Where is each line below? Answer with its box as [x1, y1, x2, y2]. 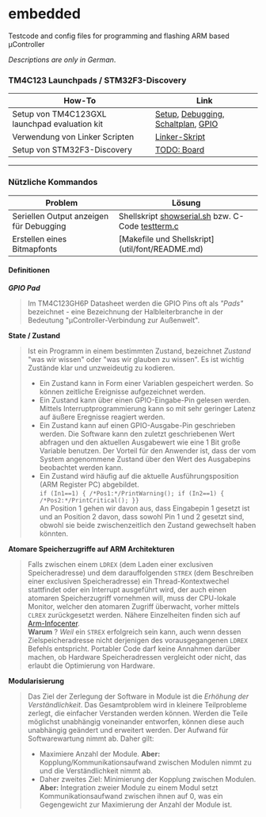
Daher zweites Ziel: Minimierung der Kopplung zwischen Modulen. [39, 774, 256, 784]
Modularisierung [8, 676, 65, 685]
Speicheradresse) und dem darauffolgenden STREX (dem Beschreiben [27, 568, 254, 577]
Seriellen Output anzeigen [12, 210, 109, 222]
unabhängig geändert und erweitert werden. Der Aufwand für [27, 725, 229, 734]
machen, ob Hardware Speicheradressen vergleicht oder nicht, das [27, 652, 247, 661]
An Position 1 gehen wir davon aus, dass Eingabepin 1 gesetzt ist [39, 503, 250, 513]
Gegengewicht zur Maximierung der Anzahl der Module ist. [39, 800, 233, 809]
